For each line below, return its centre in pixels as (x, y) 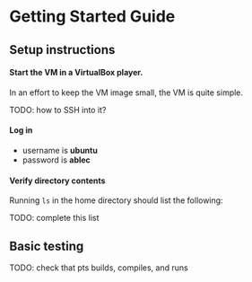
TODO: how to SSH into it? (58, 110)
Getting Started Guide (92, 17)
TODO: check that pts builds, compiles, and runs (99, 268)
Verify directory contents (57, 181)
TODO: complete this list (54, 218)
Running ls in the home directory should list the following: (116, 200)
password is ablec (56, 160)
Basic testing (47, 246)
